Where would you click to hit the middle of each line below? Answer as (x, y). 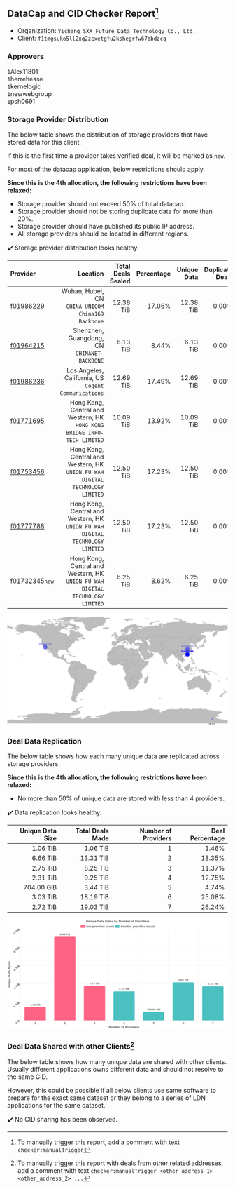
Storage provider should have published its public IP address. (106, 227)
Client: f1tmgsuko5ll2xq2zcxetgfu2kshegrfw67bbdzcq (92, 38)
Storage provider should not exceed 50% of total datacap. (101, 204)
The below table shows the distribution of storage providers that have (108, 135)
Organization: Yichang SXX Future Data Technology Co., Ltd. (106, 30)
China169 (91, 314)
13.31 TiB (95, 858)
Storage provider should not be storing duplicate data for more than (115, 211)
